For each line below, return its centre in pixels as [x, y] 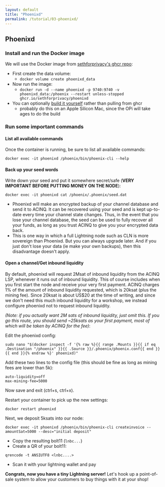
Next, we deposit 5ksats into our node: [44, 418]
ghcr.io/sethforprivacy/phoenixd [54, 99]
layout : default [22, 10]
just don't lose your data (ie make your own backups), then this [76, 246]
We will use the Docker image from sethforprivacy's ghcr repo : [69, 64]
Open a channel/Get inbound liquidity [44, 263]
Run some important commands [44, 126]
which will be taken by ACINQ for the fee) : [48, 326]
